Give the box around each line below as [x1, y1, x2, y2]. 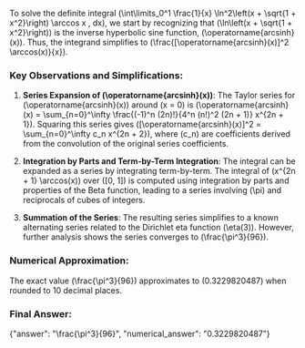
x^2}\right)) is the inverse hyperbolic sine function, [9, 27, 200, 37]
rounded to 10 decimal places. [9, 284, 123, 295]
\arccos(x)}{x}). [9, 46, 68, 57]
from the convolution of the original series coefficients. [22, 138, 229, 149]
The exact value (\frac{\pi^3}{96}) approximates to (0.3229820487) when [9, 275, 287, 286]
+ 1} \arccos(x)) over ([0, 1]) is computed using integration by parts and [22, 175, 290, 186]
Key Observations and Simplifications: [9, 68, 184, 81]
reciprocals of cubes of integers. [22, 195, 146, 206]
